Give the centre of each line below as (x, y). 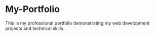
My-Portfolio (32, 9)
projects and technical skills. (35, 28)
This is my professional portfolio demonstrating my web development (77, 23)
